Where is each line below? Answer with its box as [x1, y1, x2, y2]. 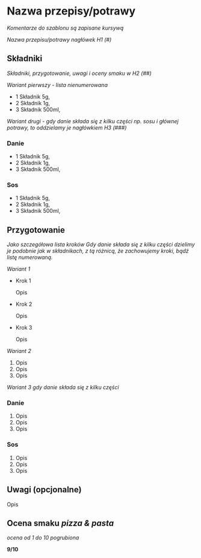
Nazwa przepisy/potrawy [7, 4, 136, 18]
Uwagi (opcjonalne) [7, 485, 82, 495]
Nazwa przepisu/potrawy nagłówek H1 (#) [7, 36, 112, 43]
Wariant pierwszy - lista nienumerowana [7, 81, 108, 88]
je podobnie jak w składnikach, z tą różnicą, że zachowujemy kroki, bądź [7, 247, 189, 255]
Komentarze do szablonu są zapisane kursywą [7, 24, 124, 31]
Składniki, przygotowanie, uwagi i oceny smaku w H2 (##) [7, 70, 152, 77]
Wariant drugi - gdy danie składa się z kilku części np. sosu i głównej [7, 117, 179, 125]
